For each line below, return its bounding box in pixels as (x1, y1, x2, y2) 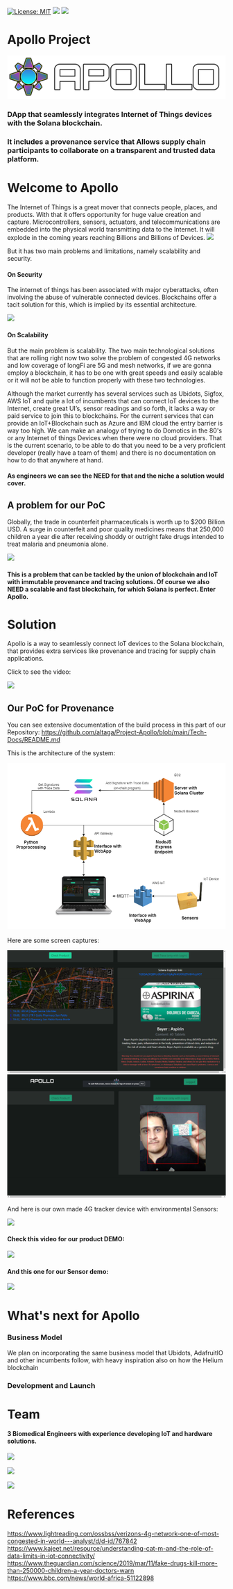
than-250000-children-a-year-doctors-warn (7, 1566, 135, 1574)
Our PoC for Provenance (7, 702, 114, 714)
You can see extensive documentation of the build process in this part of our (7, 720, 226, 729)
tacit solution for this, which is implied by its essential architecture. (7, 300, 198, 309)
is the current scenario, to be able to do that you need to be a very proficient (7, 441, 226, 449)
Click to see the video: (7, 668, 71, 676)
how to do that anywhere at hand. (7, 455, 103, 464)
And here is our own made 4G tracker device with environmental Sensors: (7, 1204, 218, 1213)
